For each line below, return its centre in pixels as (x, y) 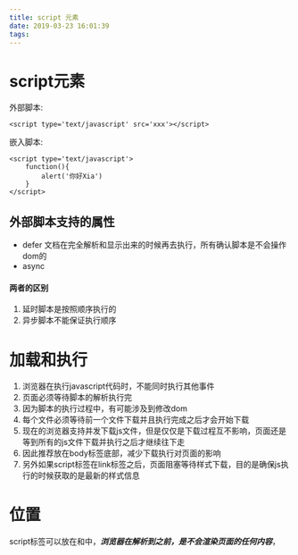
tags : (19, 34)
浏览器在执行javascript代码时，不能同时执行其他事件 (118, 386)
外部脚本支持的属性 (62, 221)
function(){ (47, 167)
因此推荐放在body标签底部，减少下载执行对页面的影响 (121, 453)
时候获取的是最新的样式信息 (89, 475)
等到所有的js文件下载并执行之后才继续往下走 (103, 442)
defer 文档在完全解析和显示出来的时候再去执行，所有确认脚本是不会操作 (154, 245)
